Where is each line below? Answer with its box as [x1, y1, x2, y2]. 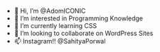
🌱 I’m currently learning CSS [14, 22, 97, 30]
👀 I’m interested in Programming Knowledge [14, 14, 144, 22]
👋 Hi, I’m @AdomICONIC [14, 7, 86, 15]
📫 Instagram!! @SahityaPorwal [14, 37, 106, 45]
